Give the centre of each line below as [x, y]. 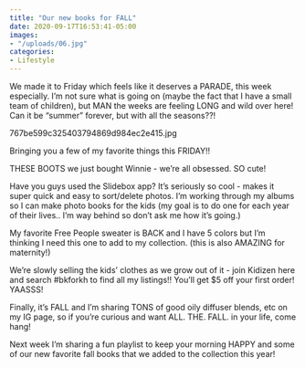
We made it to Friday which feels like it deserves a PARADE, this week [141, 86]
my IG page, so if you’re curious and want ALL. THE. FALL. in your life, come [153, 317]
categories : [32, 52]
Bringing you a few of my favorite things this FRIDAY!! [110, 151]
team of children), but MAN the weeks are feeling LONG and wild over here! [152, 105]
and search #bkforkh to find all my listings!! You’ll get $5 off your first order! [152, 280]
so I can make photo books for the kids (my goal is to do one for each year [150, 205]
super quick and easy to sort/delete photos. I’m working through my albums [152, 196]
